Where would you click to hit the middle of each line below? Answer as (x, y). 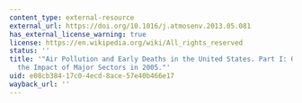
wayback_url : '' (40, 84)
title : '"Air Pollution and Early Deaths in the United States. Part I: (148, 59)
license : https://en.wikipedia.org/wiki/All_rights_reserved (126, 43)
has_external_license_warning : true (78, 34)
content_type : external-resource (72, 17)
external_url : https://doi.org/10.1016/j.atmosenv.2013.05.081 (130, 26)
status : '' (30, 51)
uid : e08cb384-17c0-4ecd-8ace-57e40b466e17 (92, 76)
